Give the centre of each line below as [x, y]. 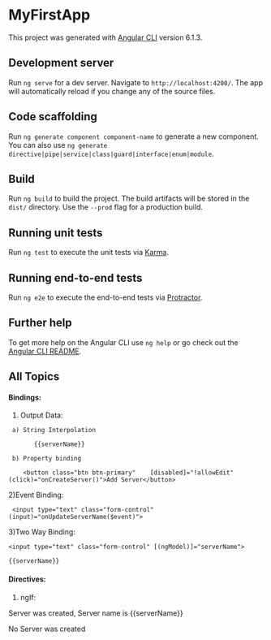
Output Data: [41, 415]
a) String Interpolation [54, 430]
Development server [61, 63]
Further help [41, 323]
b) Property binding [47, 459]
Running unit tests [56, 233]
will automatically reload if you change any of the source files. [112, 91]
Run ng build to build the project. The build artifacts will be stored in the [129, 199]
